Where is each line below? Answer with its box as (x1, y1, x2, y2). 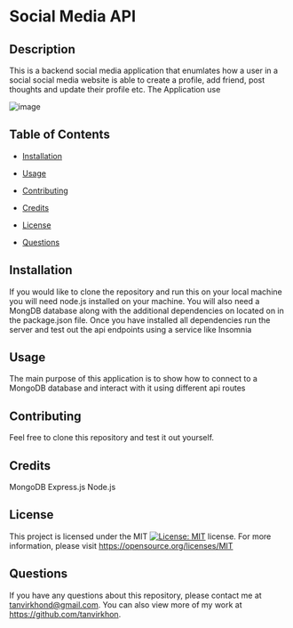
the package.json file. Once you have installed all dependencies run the (9, 314, 271, 326)
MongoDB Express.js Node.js (9, 482, 116, 493)
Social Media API (9, 6, 136, 27)
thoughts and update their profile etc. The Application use (9, 85, 221, 94)
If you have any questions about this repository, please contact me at (9, 590, 262, 600)
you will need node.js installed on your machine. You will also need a (9, 295, 260, 306)
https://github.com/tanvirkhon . (9, 608, 122, 619)
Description (9, 42, 75, 57)
